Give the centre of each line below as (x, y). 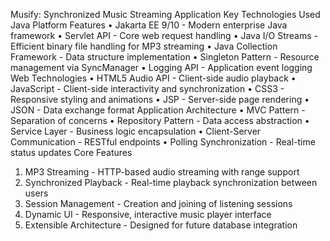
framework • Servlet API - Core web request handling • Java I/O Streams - (164, 35)
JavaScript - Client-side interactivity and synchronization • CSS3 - (147, 88)
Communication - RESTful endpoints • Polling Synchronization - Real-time (163, 142)
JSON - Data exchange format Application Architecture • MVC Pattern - (158, 110)
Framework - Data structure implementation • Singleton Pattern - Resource (165, 57)
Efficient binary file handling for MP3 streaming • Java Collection (144, 46)
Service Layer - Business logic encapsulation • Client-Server (136, 131)
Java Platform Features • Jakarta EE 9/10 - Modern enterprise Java (149, 25)
